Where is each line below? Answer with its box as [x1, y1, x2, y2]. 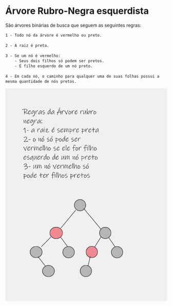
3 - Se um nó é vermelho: [5, 53, 61, 59]
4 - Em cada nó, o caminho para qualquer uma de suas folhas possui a [5, 73, 160, 79]
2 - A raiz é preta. [5, 43, 50, 48]
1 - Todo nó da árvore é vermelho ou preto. [5, 32, 102, 38]
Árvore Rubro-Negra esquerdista [5, 5, 149, 17]
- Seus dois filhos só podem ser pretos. [14, 58, 104, 64]
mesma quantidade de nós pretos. [5, 79, 77, 84]
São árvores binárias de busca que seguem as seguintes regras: [5, 22, 142, 28]
